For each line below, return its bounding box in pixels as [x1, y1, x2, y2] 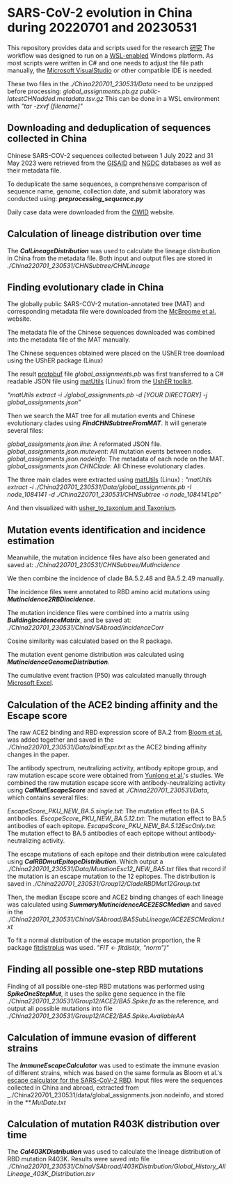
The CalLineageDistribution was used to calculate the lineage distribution [7, 246, 220, 255]
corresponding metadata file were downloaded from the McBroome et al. [7, 308, 217, 316]
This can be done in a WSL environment [105, 94, 220, 102]
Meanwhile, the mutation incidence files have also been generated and [7, 553, 210, 562]
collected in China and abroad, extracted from [7, 1083, 139, 1092]
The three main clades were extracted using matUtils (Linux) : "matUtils [7, 475, 212, 484]
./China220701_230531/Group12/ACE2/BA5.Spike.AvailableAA [7, 1011, 184, 1020]
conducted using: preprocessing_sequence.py [7, 194, 144, 202]
